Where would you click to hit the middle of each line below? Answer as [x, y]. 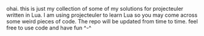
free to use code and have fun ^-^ [49, 28]
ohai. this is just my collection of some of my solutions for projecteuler [95, 9]
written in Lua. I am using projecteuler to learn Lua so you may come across [102, 15]
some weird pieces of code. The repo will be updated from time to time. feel [102, 21]
